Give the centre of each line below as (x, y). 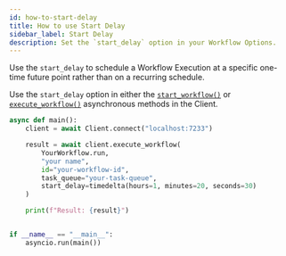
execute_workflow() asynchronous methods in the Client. (114, 104)
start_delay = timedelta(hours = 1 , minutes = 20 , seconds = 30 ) (149, 186)
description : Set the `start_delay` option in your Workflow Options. (143, 42)
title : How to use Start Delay (67, 26)
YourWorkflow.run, (75, 153)
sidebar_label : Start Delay (61, 34)
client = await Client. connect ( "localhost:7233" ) (119, 129)
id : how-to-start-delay (53, 17)
